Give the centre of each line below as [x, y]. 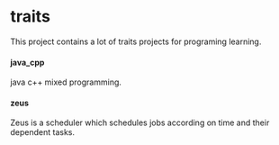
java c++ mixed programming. [66, 82]
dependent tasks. [43, 132]
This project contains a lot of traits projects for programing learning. [136, 41]
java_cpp [27, 62]
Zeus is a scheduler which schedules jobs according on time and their [140, 122]
